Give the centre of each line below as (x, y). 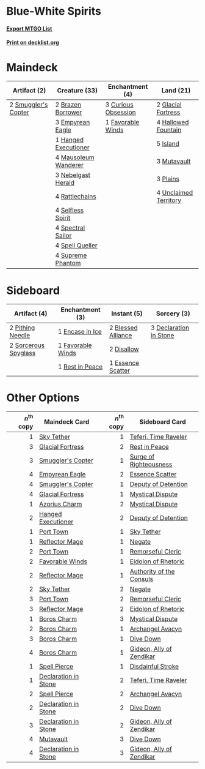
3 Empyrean (73, 122)
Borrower (69, 113)
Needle (20, 336)
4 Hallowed (173, 122)
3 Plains (168, 179)
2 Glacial (169, 105)
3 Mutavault (174, 162)
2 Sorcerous (27, 345)
